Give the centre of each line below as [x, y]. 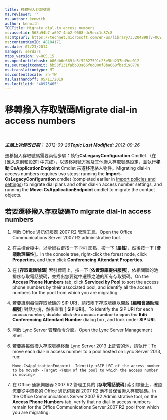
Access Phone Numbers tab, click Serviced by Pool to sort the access [85, 282]
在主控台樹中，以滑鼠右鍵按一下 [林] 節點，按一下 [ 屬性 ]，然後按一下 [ [84, 248]
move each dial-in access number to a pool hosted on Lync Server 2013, [87, 352]
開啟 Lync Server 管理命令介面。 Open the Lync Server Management [82, 330]
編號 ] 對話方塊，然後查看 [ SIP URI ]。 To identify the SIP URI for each [83, 309]
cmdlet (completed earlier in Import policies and [106, 179]
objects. [13, 195]
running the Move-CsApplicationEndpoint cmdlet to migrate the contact [80, 189]
